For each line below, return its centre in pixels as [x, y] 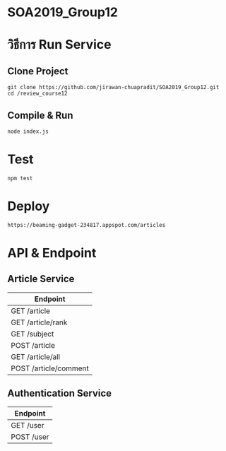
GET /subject [32, 334]
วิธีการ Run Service [59, 45]
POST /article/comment [50, 368]
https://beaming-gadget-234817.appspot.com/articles [87, 225]
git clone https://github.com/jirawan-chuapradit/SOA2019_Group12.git [113, 88]
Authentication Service [59, 393]
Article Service [41, 279]
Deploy [29, 206]
